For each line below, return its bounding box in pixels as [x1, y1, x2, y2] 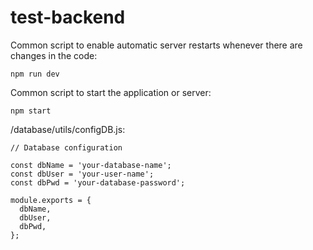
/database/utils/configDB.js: [10, 123, 126, 135]
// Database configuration [10, 142, 123, 153]
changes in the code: [10, 49, 98, 61]
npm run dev [10, 69, 60, 79]
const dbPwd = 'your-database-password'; [10, 177, 186, 188]
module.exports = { [10, 195, 92, 205]
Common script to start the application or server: [10, 86, 212, 98]
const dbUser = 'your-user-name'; [10, 169, 155, 179]
